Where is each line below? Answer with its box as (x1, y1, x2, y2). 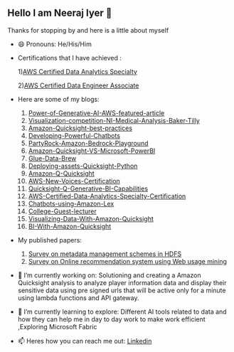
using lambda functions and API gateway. (17, 293, 139, 302)
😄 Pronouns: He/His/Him (17, 40, 92, 48)
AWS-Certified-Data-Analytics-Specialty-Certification (28, 191, 186, 200)
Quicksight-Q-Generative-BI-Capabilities (28, 184, 148, 193)
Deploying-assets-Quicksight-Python (28, 161, 138, 170)
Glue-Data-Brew (28, 154, 77, 162)
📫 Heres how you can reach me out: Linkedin (17, 336, 152, 345)
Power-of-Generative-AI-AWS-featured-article (28, 108, 165, 117)
